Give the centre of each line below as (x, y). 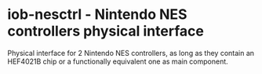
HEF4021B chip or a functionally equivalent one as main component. (118, 61)
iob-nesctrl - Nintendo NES (97, 15)
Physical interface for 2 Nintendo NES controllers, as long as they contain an (131, 53)
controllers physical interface (106, 31)
